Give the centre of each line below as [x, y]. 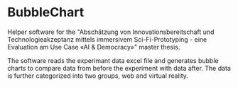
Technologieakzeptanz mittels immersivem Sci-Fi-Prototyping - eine [107, 39]
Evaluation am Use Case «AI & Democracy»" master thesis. [94, 47]
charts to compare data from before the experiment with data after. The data [119, 68]
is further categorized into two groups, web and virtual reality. [98, 76]
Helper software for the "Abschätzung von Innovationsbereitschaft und [111, 32]
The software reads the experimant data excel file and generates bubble [113, 60]
